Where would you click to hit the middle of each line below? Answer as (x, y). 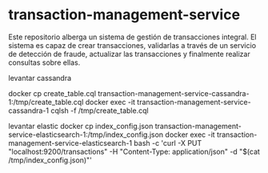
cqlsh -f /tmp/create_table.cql (100, 111)
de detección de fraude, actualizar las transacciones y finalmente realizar (129, 54)
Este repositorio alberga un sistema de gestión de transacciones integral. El (132, 37)
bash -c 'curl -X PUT (168, 143)
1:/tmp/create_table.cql (46, 102)
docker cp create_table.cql (52, 93)
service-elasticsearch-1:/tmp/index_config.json (86, 135)
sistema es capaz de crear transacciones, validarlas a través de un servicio (132, 45)
